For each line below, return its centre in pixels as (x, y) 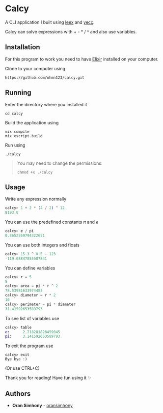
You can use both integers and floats (42, 245)
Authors (18, 394)
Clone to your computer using (35, 68)
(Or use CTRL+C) (23, 368)
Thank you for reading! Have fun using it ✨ (48, 378)
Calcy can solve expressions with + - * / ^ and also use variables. (71, 31)
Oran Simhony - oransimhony (42, 406)
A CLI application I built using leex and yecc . (50, 22)
